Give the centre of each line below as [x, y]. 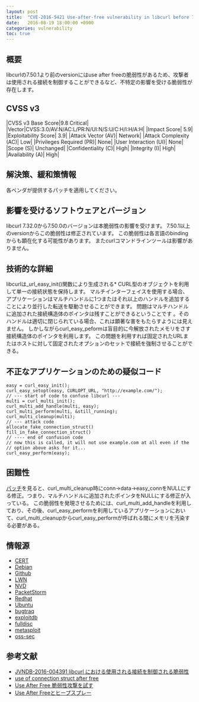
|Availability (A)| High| [33, 154]
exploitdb [26, 617]
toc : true [18, 34]
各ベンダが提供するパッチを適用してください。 [63, 190]
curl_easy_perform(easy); [38, 453]
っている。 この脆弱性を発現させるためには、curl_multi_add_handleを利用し [99, 503]
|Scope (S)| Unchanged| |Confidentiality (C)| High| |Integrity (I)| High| [91, 148]
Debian [23, 567]
